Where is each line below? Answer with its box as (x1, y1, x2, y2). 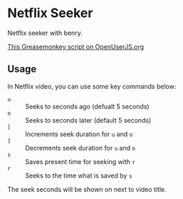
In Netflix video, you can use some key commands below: (7, 82, 177, 91)
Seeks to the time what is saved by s (25, 171, 132, 180)
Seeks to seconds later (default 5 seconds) (25, 116, 152, 124)
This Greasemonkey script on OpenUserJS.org (7, 42, 145, 51)
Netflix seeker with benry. (7, 29, 83, 37)
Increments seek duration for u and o (25, 130, 133, 138)
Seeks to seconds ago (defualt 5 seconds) (25, 102, 150, 111)
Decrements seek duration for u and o (25, 143, 136, 152)
